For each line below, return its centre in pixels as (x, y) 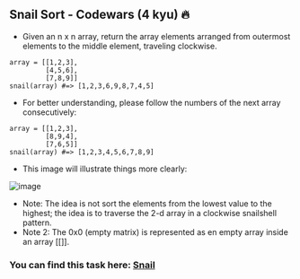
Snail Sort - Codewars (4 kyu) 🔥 (100, 15)
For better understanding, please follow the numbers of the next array (151, 102)
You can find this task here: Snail (82, 265)
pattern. (37, 222)
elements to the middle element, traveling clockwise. (119, 46)
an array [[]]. (46, 241)
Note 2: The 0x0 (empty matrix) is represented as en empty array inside (155, 231)
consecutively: (49, 112)
